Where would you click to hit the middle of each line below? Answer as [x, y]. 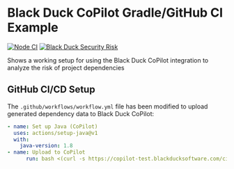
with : [22, 139]
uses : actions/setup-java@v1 [56, 133]
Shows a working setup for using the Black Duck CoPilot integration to [108, 60]
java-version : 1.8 [46, 146]
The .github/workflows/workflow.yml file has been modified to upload [108, 106]
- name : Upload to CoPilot [46, 152]
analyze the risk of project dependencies [66, 67]
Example [33, 27]
